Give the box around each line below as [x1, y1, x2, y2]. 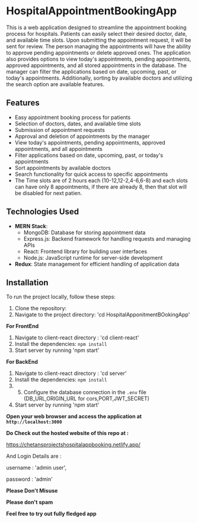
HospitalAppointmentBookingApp [6, 4, 177, 18]
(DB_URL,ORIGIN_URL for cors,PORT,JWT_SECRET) [23, 395, 150, 402]
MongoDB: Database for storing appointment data [23, 229, 146, 236]
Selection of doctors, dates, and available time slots [14, 120, 141, 127]
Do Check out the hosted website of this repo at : [6, 430, 129, 437]
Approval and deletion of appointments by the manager [14, 133, 150, 140]
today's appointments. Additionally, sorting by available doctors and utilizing [6, 74, 193, 81]
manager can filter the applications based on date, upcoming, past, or [6, 68, 177, 75]
